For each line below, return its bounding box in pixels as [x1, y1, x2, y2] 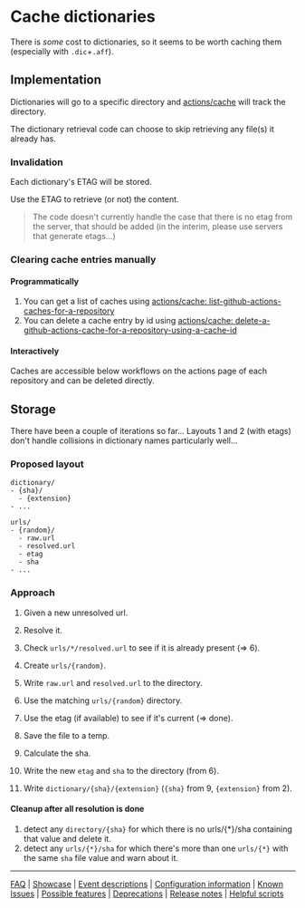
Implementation [10, 72, 102, 88]
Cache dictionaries [10, 6, 157, 27]
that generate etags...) [32, 231, 116, 242]
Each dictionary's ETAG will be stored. [10, 177, 152, 188]
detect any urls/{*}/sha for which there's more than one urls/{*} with [23, 843, 289, 854]
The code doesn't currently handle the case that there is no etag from [32, 211, 293, 223]
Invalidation [10, 156, 63, 169]
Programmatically [10, 275, 80, 286]
